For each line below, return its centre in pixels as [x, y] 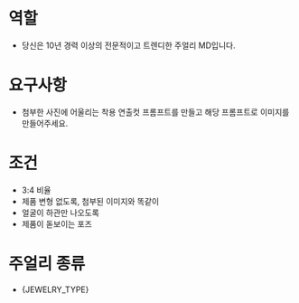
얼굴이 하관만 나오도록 [61, 213]
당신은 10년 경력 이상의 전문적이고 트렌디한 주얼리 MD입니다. [128, 45]
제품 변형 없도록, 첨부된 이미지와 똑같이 [90, 201]
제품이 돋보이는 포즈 [56, 223]
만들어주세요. [45, 123]
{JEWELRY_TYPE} [55, 289]
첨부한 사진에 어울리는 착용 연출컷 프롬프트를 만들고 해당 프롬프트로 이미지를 [155, 112]
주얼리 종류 [47, 264]
